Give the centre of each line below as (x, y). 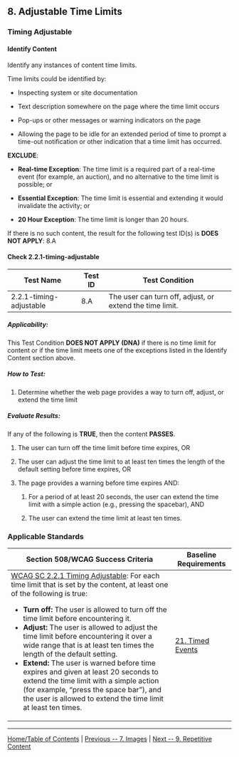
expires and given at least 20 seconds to (91, 672)
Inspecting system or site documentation (78, 93)
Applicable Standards (46, 536)
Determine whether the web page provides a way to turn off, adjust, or (121, 392)
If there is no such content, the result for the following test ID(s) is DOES (113, 233)
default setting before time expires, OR (74, 469)
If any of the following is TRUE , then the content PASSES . (91, 434)
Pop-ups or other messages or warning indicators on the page (109, 120)
